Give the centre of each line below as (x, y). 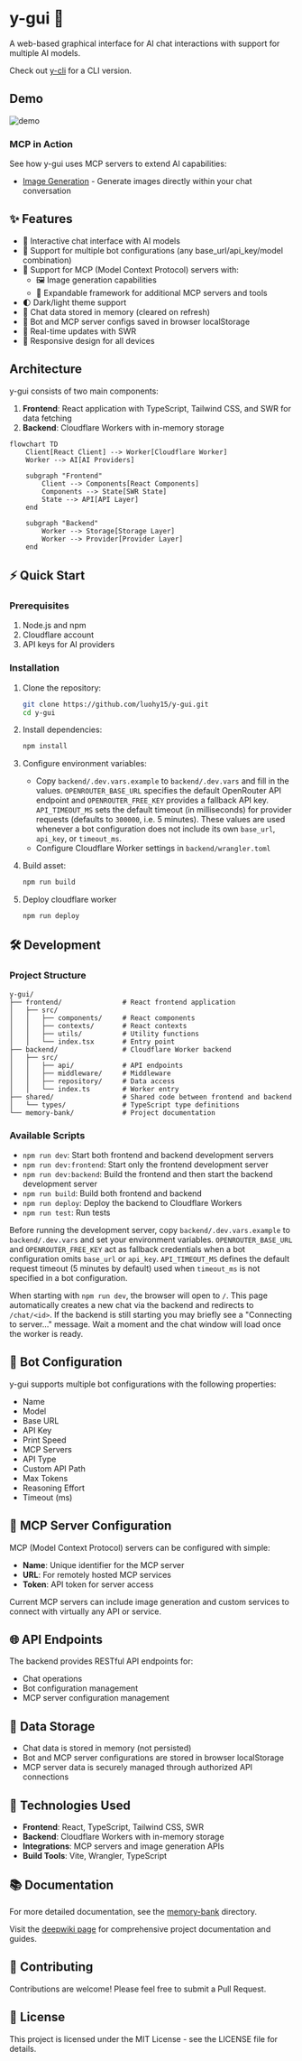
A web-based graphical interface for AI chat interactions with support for (145, 43)
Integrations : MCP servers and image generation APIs (123, 1846)
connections (46, 1777)
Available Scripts (47, 1135)
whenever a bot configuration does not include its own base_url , (156, 829)
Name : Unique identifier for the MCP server (103, 1564)
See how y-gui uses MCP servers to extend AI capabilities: (118, 164)
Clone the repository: (62, 687)
